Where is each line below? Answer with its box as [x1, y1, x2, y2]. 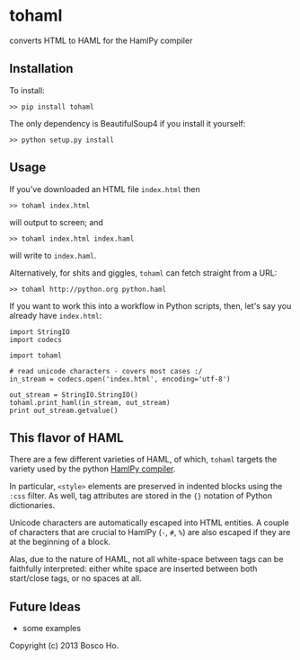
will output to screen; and [9, 216, 103, 227]
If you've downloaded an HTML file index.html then [9, 183, 200, 194]
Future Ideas [9, 599, 81, 614]
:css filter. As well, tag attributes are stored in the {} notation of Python [9, 490, 273, 501]
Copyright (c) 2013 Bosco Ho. [9, 640, 119, 651]
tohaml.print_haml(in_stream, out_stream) [9, 398, 171, 407]
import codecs [9, 335, 63, 344]
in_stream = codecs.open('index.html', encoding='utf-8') [9, 374, 231, 383]
